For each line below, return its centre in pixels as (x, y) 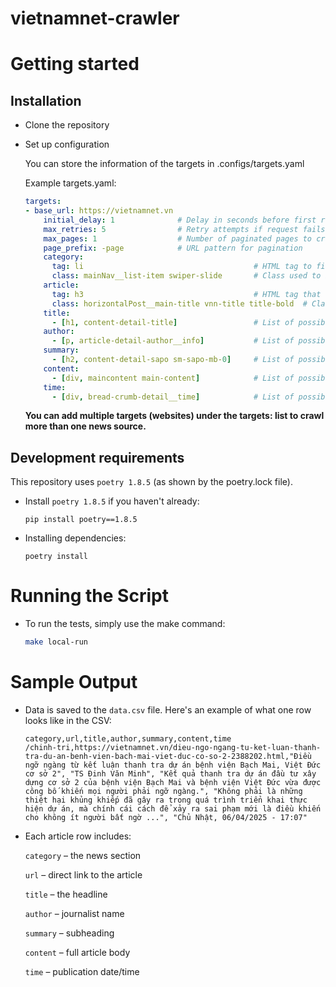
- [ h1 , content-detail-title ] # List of (173, 322)
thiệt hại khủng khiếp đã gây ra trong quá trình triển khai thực (166, 800)
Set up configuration (67, 144)
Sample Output (74, 682)
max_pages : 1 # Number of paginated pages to (178, 238)
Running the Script (89, 596)
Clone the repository (67, 125)
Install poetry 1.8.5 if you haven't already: (112, 501)
